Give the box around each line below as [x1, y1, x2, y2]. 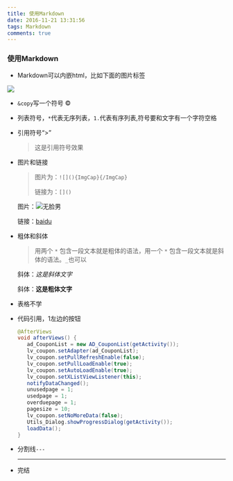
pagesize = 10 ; [26, 406, 71, 413]
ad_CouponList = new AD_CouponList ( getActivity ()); [26, 341, 180, 348]
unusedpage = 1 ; [26, 386, 74, 393]
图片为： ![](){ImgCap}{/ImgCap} [34, 172, 128, 181]
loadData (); [26, 425, 62, 432]
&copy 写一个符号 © [17, 99, 71, 107]
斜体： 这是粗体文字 [17, 284, 73, 293]
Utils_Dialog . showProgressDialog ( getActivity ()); [26, 418, 173, 425]
